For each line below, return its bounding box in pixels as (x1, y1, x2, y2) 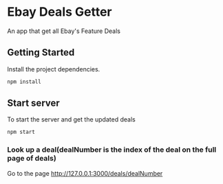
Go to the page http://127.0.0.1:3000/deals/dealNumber (7, 169, 163, 177)
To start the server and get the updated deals (7, 115, 136, 124)
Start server (7, 97, 60, 109)
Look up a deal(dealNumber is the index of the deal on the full (7, 145, 217, 154)
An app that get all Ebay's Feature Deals (7, 27, 120, 35)
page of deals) (7, 154, 56, 163)
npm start (7, 128, 36, 136)
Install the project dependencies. (7, 65, 100, 73)
